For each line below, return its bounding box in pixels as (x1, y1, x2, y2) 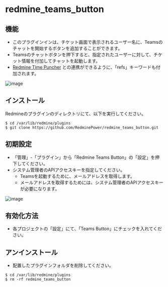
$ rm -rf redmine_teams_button (5, 277, 71, 282)
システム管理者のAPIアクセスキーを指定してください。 (12, 167, 125, 173)
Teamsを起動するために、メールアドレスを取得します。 (20, 173, 135, 179)
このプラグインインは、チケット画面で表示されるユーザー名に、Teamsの (12, 39, 163, 45)
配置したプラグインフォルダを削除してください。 (12, 262, 114, 268)
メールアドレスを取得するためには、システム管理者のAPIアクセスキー (20, 179, 163, 185)
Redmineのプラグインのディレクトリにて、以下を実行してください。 (5, 111, 146, 117)
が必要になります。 (20, 185, 60, 192)
